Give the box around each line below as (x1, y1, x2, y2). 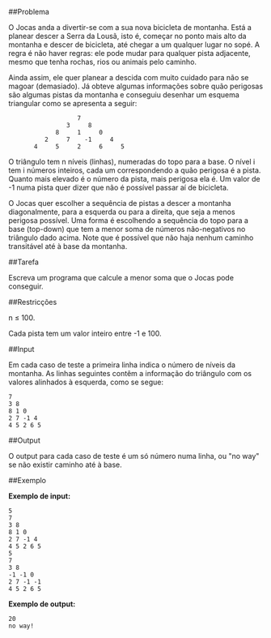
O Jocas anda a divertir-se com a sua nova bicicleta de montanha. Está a (8, 23, 252, 32)
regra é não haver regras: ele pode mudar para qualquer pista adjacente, (8, 49, 251, 58)
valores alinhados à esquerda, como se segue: (8, 377, 164, 387)
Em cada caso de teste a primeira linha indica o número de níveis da (8, 360, 236, 370)
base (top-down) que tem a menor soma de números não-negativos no (8, 225, 246, 233)
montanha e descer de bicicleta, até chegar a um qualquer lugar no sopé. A (8, 40, 260, 49)
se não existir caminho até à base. (8, 460, 123, 469)
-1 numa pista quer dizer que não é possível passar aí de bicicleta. (8, 182, 229, 192)
